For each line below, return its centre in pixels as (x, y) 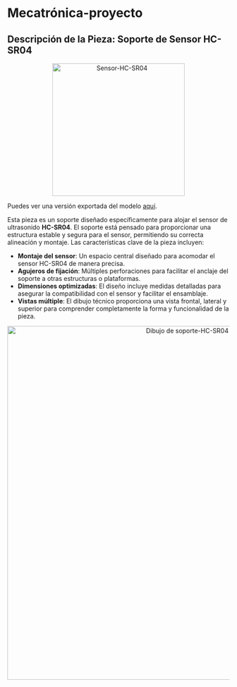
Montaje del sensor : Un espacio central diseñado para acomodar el (116, 256)
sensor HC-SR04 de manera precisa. (71, 264)
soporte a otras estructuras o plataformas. (79, 278)
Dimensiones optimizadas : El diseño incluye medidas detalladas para (119, 286)
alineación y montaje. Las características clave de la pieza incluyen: (106, 242)
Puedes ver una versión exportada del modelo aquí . (82, 206)
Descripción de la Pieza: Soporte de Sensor (104, 39)
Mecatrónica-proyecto (75, 13)
